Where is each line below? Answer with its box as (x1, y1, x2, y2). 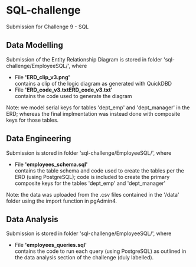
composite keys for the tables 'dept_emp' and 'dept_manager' (14, 180, 166, 187)
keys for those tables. (6, 116, 59, 123)
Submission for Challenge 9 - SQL (6, 23, 89, 30)
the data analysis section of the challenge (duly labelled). (14, 254, 154, 261)
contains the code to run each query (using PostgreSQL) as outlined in (14, 248, 187, 255)
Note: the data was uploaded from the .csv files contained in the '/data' (6, 191, 179, 198)
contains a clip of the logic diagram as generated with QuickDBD (14, 80, 172, 87)
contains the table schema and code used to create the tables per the (14, 167, 184, 174)
